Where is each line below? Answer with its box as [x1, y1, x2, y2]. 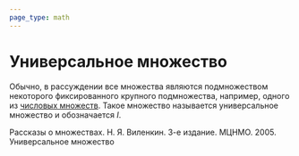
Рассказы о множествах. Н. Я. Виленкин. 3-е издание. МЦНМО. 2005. [9, 127, 277, 137]
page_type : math [9, 12, 70, 22]
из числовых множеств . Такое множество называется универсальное [9, 100, 279, 111]
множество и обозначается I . [9, 109, 122, 120]
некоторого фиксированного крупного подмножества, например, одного [9, 90, 290, 101]
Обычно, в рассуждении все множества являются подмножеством [9, 81, 269, 92]
